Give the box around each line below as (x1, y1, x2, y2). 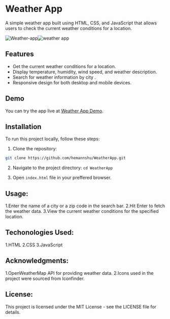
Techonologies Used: (5, 228, 74, 237)
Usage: (5, 189, 29, 198)
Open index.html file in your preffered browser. (12, 175, 112, 181)
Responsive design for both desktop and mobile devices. (12, 79, 132, 85)
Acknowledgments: (5, 257, 69, 265)
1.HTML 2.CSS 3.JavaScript (5, 242, 63, 248)
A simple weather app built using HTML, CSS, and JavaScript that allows (5, 20, 157, 26)
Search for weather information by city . (12, 74, 96, 80)
